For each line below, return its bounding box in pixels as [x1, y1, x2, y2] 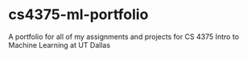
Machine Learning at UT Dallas [8, 40, 111, 49]
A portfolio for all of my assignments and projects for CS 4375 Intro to [8, 32, 240, 41]
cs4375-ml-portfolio [8, 6, 149, 24]
